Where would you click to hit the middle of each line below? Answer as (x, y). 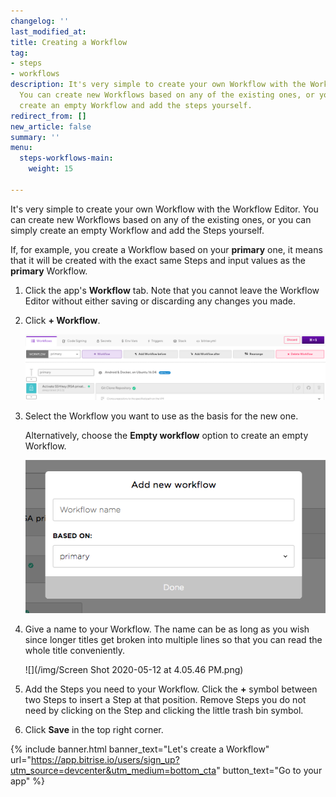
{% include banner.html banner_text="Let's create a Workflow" (140, 749)
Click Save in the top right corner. (94, 729)
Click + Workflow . (62, 320)
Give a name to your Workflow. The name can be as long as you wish (167, 629)
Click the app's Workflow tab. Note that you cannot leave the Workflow (172, 290)
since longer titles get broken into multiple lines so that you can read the (173, 639)
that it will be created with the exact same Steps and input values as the (158, 260)
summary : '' (35, 137)
